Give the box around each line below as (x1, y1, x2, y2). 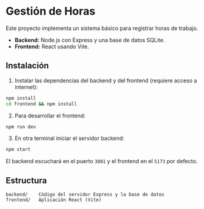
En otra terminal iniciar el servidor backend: (14, 134, 125, 142)
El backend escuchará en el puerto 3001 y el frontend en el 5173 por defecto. (5, 158, 198, 165)
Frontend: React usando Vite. (14, 43, 89, 50)
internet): (14, 83, 38, 90)
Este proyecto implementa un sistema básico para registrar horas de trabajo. (5, 24, 199, 32)
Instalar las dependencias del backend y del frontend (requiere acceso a (14, 76, 197, 84)
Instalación (5, 61, 49, 71)
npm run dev (5, 123, 36, 130)
